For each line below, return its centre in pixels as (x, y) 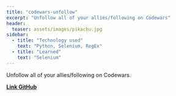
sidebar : (17, 35)
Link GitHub (22, 87)
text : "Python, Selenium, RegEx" (60, 46)
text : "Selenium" (39, 57)
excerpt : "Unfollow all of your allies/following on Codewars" (89, 18)
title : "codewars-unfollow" (42, 12)
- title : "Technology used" (48, 40)
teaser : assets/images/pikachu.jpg (57, 29)
